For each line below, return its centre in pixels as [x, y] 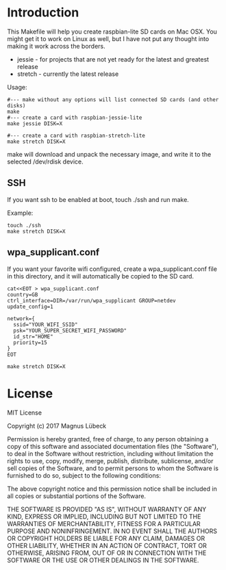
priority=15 [30, 342]
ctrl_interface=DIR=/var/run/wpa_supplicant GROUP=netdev [91, 300]
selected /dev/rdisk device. [45, 161]
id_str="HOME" [33, 337]
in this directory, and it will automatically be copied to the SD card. [100, 276]
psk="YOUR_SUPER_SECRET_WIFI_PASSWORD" [70, 331]
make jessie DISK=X [35, 124]
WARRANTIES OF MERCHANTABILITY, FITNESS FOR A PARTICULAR [104, 523]
